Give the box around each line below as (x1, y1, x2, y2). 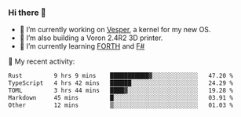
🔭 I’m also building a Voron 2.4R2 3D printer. (19, 33, 163, 42)
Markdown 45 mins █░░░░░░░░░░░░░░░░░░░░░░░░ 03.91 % (8, 93, 234, 101)
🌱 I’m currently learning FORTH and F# (19, 42, 145, 51)
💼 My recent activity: (8, 57, 75, 66)
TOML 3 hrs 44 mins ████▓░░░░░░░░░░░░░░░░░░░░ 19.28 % (8, 86, 234, 95)
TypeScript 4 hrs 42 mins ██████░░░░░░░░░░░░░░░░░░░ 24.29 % (8, 79, 234, 87)
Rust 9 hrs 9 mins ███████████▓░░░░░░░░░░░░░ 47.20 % (8, 72, 234, 80)
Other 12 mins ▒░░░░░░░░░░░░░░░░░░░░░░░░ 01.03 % (8, 101, 234, 109)
